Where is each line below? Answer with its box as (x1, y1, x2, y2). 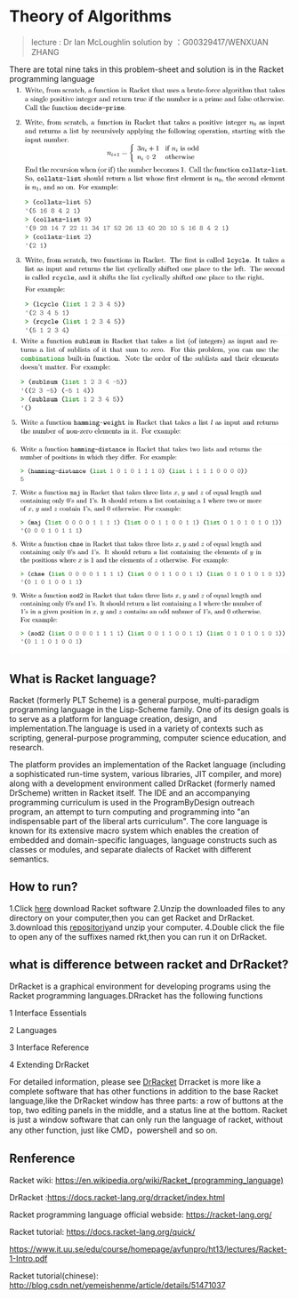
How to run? (9, 879, 78, 894)
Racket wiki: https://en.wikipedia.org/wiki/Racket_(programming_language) (9, 1175, 284, 1185)
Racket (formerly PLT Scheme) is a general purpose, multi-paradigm (9, 695, 260, 706)
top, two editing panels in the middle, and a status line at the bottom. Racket (9, 1104, 287, 1115)
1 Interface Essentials (9, 1007, 87, 1018)
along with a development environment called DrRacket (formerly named (9, 778, 276, 789)
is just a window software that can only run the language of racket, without (9, 1114, 283, 1125)
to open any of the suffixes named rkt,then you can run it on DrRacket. (9, 931, 268, 942)
